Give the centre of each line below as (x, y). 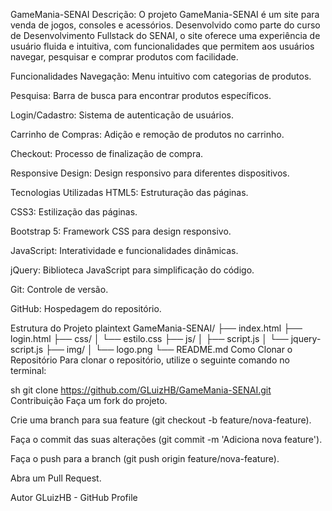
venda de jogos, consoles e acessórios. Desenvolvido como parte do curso (165, 25)
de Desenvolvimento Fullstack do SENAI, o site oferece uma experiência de (165, 35)
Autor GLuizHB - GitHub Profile (74, 497)
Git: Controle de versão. (59, 289)
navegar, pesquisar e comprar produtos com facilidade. (124, 57)
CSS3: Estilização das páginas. (74, 212)
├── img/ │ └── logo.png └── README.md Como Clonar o (169, 349)
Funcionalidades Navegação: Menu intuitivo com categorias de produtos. (161, 76)
